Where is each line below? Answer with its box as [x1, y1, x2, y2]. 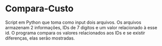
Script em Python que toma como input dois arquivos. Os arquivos [5, 19, 142, 25]
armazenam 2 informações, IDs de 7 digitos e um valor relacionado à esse [5, 24, 158, 30]
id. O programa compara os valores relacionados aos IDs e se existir [5, 30, 146, 36]
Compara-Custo [5, 3, 74, 14]
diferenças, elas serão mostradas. [5, 35, 75, 41]
